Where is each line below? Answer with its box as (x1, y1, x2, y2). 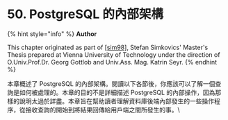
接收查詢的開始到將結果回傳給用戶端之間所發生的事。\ (25, 105, 181, 114)
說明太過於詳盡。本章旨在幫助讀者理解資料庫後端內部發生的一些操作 (19, 96, 214, 105)
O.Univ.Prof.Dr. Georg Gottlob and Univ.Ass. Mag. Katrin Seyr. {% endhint (7, 58, 218, 66)
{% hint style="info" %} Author (7, 29, 97, 38)
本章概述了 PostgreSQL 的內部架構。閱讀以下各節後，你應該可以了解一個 (7, 79, 215, 87)
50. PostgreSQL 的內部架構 (7, 6, 163, 22)
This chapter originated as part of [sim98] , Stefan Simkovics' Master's (7, 43, 209, 51)
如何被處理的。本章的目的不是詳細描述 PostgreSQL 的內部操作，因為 (19, 88, 215, 96)
